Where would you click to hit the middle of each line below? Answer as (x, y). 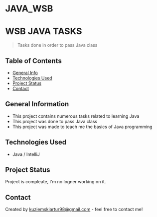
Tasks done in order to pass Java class (57, 45)
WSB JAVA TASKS (44, 32)
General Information (37, 104)
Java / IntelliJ (26, 154)
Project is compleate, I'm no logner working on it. (56, 182)
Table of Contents (34, 61)
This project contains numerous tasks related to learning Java (76, 116)
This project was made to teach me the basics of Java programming (82, 127)
